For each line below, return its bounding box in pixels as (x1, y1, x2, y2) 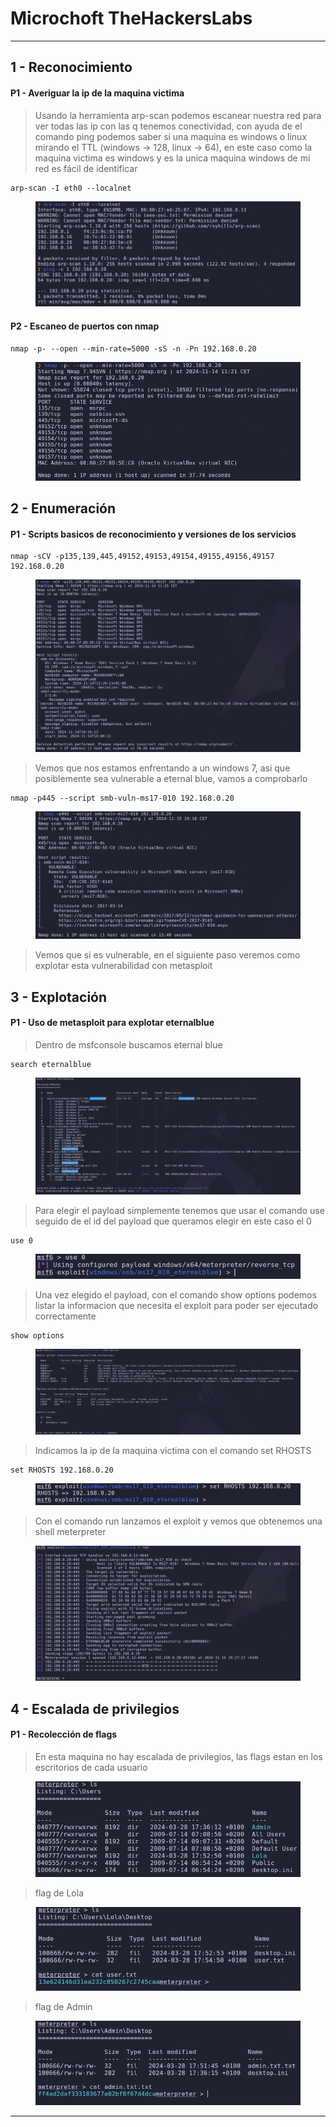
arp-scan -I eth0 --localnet (10, 183, 132, 193)
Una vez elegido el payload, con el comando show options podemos (34, 1289, 317, 1301)
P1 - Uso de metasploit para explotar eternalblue (10, 1017, 215, 1029)
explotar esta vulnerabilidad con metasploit (34, 960, 213, 972)
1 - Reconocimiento (10, 59, 133, 76)
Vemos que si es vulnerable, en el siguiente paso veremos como (34, 949, 301, 961)
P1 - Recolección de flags (10, 1728, 118, 1741)
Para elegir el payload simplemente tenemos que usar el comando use (34, 1204, 325, 1216)
